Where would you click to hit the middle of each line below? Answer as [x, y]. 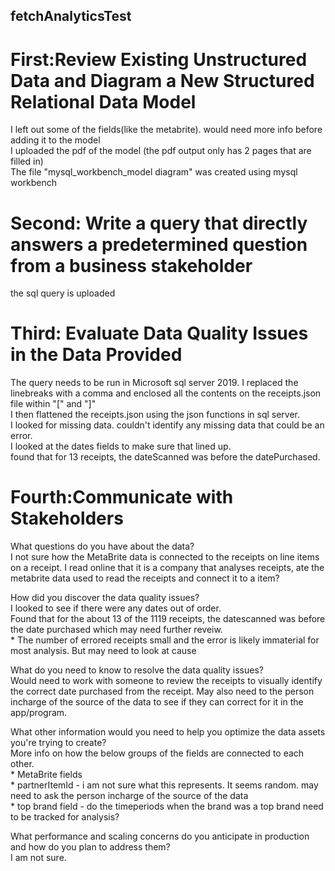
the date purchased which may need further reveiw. [116, 630]
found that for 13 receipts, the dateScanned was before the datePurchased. [165, 457]
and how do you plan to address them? [90, 847]
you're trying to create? [58, 743]
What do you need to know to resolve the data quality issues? [137, 670]
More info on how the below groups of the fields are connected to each [157, 753]
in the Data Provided [96, 355]
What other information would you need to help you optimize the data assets [168, 732]
